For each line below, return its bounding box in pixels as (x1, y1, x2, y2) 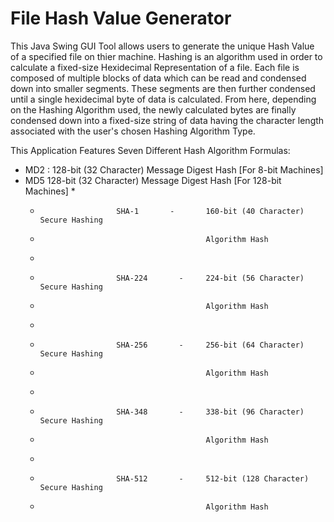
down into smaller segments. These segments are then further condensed (10, 82, 316, 94)
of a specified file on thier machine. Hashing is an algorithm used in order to (10, 50, 323, 62)
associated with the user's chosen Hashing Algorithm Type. (10, 125, 256, 137)
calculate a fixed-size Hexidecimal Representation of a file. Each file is (10, 61, 300, 73)
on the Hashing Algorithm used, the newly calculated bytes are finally (10, 103, 297, 116)
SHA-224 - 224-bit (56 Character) (116, 273, 305, 283)
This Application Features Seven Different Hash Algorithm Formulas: (10, 144, 291, 156)
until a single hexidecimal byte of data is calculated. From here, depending (10, 93, 317, 105)
